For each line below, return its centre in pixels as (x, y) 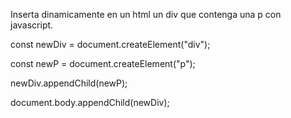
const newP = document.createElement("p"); (103, 63)
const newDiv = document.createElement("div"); (110, 44)
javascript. (32, 25)
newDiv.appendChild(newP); (69, 83)
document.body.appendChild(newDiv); (90, 102)
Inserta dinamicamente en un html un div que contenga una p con (146, 14)
